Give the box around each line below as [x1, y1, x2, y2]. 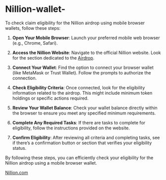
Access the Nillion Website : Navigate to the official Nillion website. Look [12, 50, 161, 56]
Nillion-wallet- [5, 3, 66, 15]
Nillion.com [5, 170, 28, 176]
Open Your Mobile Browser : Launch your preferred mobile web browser [12, 35, 160, 41]
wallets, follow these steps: [5, 25, 61, 31]
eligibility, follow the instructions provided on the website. [12, 125, 130, 131]
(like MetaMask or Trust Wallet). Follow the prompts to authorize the [12, 69, 151, 75]
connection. [12, 75, 37, 81]
